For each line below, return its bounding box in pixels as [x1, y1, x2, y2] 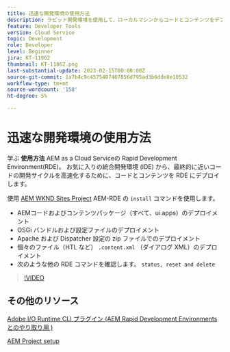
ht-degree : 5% [7, 93, 48, 100]
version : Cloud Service [7, 29, 75, 36]
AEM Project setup [7, 336, 60, 345]
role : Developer [7, 42, 53, 49]
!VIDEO [23, 273, 44, 282]
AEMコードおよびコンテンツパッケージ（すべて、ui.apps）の [16, 208, 188, 217]
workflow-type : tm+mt [7, 80, 69, 87]
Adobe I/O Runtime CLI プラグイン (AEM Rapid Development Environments [7, 314, 218, 323]
